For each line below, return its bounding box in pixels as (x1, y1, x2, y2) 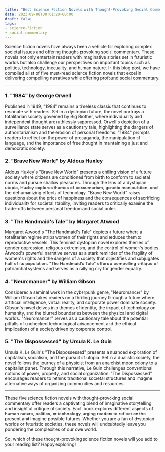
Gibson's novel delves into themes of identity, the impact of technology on (5, 305, 156, 311)
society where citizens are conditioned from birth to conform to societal (5, 174, 150, 180)
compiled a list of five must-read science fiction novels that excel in (5, 70, 142, 75)
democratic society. (5, 145, 45, 151)
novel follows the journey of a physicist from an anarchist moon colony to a (5, 360, 157, 366)
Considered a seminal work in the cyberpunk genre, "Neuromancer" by (5, 289, 149, 295)
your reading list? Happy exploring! (5, 441, 76, 447)
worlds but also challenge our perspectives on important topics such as (5, 60, 150, 65)
